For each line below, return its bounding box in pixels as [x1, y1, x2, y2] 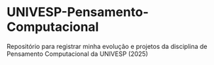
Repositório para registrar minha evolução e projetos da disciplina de [6, 42, 208, 50]
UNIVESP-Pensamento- [6, 4, 150, 20]
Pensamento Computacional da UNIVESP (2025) [6, 50, 148, 58]
